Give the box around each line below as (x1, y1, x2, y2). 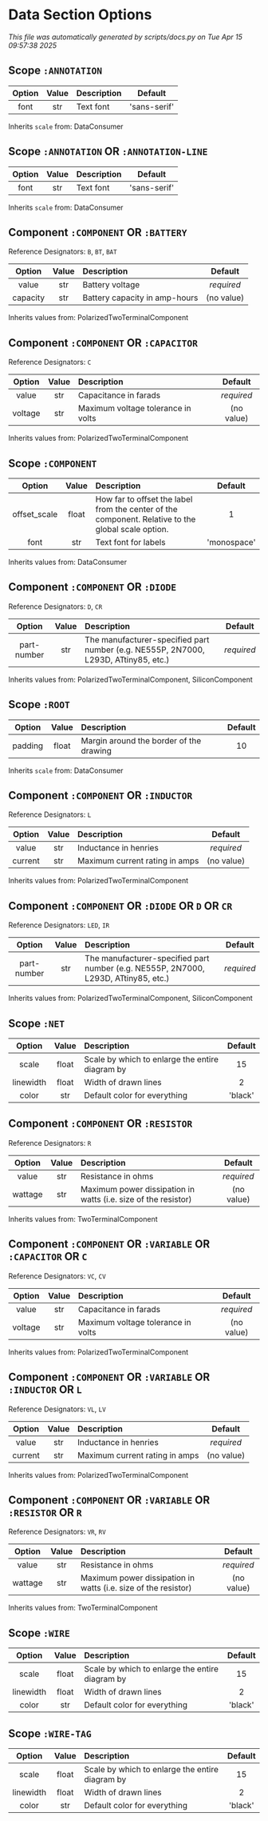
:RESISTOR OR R (8, 1506, 82, 1519)
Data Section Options (8, 6, 152, 24)
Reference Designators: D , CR (8, 602, 103, 611)
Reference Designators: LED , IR (8, 920, 110, 930)
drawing (81, 745, 112, 756)
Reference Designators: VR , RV (8, 1527, 106, 1537)
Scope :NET (8, 1016, 65, 1030)
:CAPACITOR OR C (8, 1250, 88, 1263)
